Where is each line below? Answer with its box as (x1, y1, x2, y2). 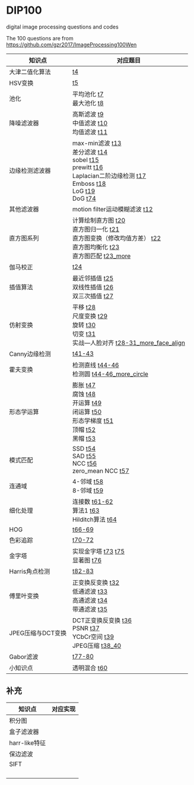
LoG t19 (72, 186, 96, 195)
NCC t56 (72, 459, 97, 467)
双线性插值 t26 (72, 283, 114, 291)
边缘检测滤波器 (9, 166, 52, 175)
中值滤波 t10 (72, 119, 108, 127)
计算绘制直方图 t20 (72, 216, 126, 224)
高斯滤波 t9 (72, 110, 104, 118)
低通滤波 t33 (72, 587, 108, 596)
